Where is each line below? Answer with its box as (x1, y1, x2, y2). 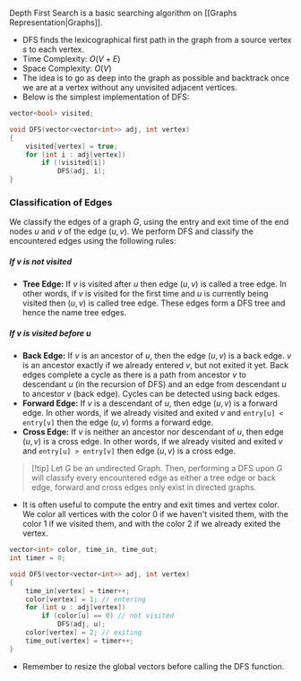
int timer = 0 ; (9, 554, 66, 563)
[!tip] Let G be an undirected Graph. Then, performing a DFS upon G (30, 463, 283, 474)
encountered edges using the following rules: (9, 236, 176, 246)
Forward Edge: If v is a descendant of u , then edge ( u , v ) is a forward (21, 398, 278, 409)
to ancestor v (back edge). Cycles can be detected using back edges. (21, 389, 280, 400)
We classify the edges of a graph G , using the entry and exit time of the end (9, 217, 289, 228)
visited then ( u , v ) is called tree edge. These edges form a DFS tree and (21, 297, 286, 308)
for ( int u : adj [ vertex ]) (25, 603, 126, 612)
